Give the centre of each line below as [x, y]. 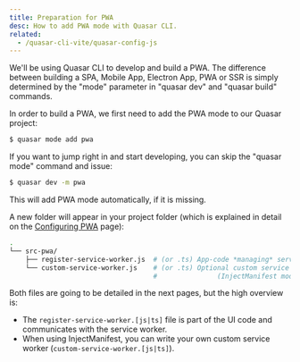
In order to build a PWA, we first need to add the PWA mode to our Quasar [146, 114]
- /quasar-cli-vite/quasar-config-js [87, 42]
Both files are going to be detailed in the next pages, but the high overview [146, 293]
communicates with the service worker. [95, 329]
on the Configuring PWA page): [67, 226]
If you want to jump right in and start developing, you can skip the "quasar [146, 156]
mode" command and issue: [61, 166]
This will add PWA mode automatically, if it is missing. [108, 199]
